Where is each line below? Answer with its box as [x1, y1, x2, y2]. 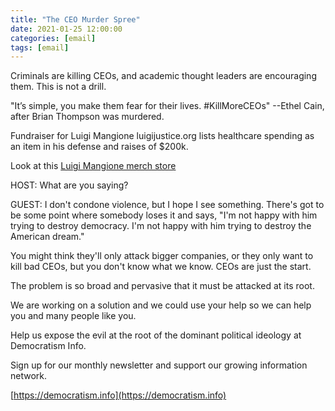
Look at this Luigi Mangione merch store [10, 160, 177, 172]
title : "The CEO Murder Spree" [10, 14, 141, 25]
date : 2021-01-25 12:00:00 [10, 24, 123, 34]
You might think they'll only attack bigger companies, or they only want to [10, 250, 314, 262]
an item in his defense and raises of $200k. [10, 141, 189, 153]
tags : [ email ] [10, 42, 70, 53]
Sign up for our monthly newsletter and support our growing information [10, 359, 308, 371]
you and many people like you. [10, 310, 137, 322]
